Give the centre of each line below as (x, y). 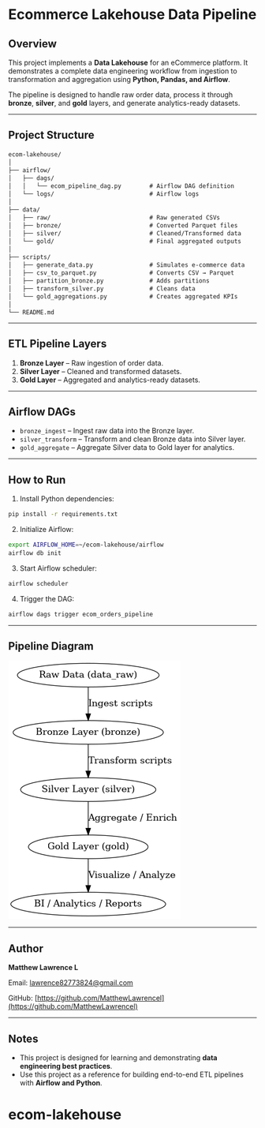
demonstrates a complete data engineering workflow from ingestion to (123, 71)
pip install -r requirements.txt (63, 515)
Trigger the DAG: (47, 598)
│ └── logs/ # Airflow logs (104, 194)
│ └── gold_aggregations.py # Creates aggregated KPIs (123, 296)
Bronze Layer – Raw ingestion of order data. (91, 363)
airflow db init (35, 553)
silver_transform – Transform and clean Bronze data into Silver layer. (132, 439)
